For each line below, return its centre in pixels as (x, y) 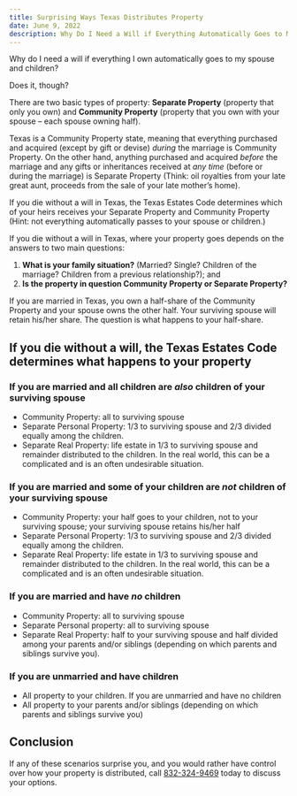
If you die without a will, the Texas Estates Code (143, 347)
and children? (34, 68)
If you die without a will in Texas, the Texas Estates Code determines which (146, 203)
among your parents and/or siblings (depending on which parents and (149, 644)
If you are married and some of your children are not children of (148, 486)
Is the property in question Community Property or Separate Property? (155, 284)
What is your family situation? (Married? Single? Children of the (139, 265)
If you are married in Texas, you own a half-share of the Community (132, 301)
